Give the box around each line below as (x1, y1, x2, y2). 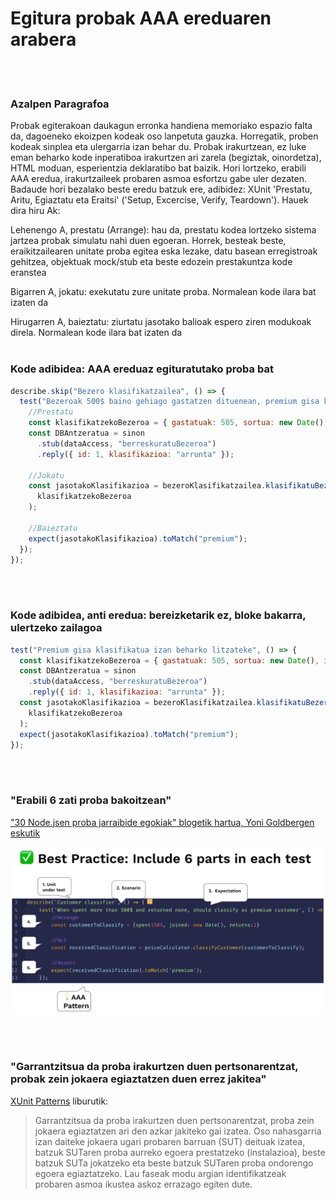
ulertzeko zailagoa (10, 621, 103, 635)
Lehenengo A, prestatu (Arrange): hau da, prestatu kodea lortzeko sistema (10, 224, 317, 236)
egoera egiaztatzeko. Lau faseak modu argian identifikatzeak (34, 1167, 287, 1179)
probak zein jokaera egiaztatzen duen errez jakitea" (10, 1072, 267, 1086)
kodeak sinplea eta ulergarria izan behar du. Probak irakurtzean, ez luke (10, 141, 307, 153)
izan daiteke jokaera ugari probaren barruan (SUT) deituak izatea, (34, 1135, 306, 1147)
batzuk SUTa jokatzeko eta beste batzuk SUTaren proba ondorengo (34, 1157, 314, 1169)
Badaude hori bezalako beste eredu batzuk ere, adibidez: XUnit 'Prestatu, (10, 183, 313, 196)
